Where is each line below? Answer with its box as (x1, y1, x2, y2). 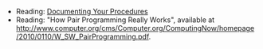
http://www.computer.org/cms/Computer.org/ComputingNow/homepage (15, 24, 255, 32)
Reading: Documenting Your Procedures (15, 7, 149, 16)
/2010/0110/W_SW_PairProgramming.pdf (15, 32, 149, 41)
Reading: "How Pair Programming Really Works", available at (15, 15, 215, 24)
